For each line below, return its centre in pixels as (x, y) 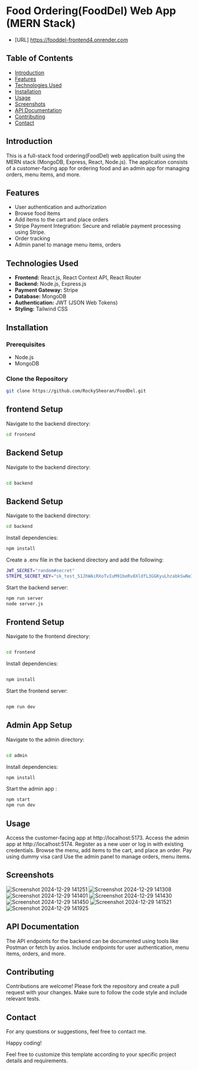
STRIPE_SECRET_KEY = (30, 576)
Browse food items (37, 213)
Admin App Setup (39, 725)
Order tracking (32, 239)
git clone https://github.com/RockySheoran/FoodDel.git (76, 391)
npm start (18, 800)
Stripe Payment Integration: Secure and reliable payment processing (98, 226)
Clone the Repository (37, 379)
